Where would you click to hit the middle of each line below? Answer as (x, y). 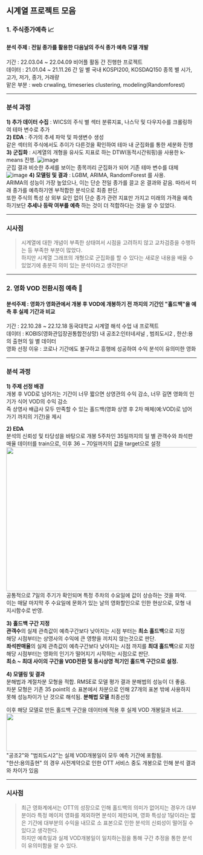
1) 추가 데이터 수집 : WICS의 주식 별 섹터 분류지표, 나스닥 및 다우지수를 (89, 122)
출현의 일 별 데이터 (34, 341)
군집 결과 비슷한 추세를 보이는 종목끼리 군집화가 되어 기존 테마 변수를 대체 (92, 167)
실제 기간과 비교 (37, 311)
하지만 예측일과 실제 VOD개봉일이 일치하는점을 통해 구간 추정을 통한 (101, 838)
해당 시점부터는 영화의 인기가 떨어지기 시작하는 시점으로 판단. (78, 654)
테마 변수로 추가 (31, 129)
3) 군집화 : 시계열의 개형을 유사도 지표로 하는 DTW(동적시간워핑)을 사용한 (93, 152)
